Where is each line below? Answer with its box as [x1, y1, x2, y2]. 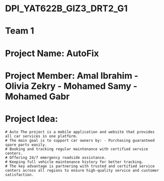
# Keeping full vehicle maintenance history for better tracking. [5, 159, 144, 164]
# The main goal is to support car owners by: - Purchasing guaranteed [5, 138, 155, 143]
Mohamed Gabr [5, 91, 70, 102]
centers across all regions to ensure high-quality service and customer [5, 168, 160, 173]
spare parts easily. [5, 142, 48, 147]
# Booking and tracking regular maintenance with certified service [5, 146, 148, 152]
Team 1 [5, 25, 34, 37]
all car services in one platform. [5, 134, 78, 138]
